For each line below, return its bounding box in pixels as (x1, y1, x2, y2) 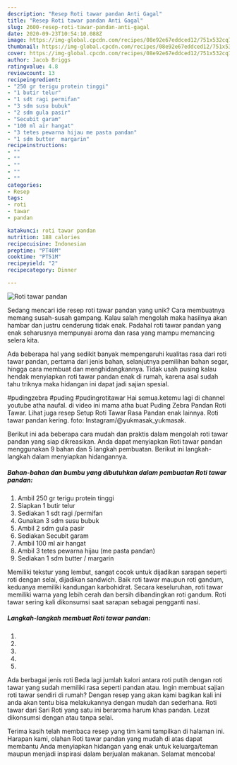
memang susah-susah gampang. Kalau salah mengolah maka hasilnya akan (7, 313, 228, 322)
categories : (7, 181, 42, 188)
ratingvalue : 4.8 (7, 63, 59, 70)
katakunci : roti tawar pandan (7, 227, 97, 234)
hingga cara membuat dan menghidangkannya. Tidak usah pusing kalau (7, 364, 217, 373)
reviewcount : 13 (7, 69, 55, 76)
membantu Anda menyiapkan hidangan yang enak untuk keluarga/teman (7, 742, 219, 750)
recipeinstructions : (7, 142, 68, 149)
